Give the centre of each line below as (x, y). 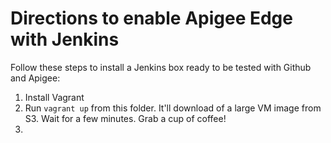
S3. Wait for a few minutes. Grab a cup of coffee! (125, 118)
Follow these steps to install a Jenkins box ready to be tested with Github (161, 67)
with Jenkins (65, 39)
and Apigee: (35, 78)
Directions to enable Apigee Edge (151, 18)
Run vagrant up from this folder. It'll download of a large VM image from (173, 108)
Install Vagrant (54, 97)
